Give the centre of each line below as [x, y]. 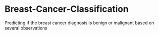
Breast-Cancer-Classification [67, 9]
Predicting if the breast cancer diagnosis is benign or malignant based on [79, 23]
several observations [26, 28]
